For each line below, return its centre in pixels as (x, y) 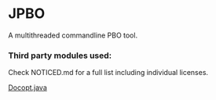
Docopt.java (27, 87)
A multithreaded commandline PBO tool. (73, 35)
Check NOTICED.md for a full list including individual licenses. (108, 73)
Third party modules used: (60, 55)
